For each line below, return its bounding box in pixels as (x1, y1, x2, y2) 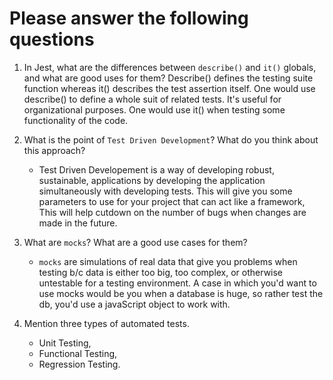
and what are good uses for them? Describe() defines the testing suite (23, 72, 314, 84)
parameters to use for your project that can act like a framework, (38, 195, 306, 207)
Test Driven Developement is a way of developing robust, (38, 163, 275, 176)
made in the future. (38, 217, 118, 229)
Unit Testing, (38, 337, 92, 349)
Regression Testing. (38, 358, 121, 370)
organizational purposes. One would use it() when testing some (23, 103, 286, 116)
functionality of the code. (23, 114, 129, 126)
